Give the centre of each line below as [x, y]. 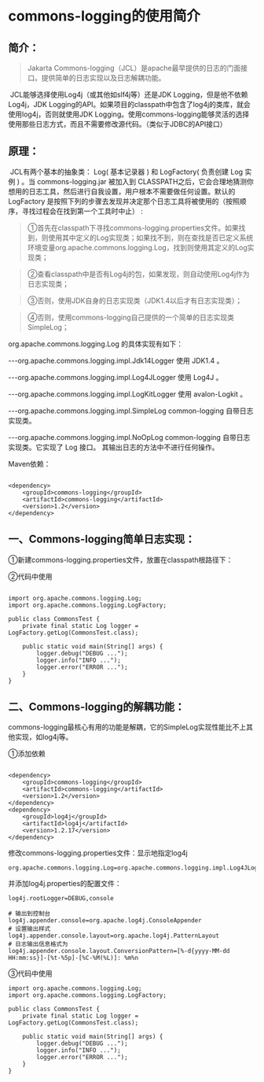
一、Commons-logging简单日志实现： [102, 539]
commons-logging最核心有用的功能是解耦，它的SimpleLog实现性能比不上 [127, 727]
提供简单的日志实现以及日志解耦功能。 [103, 78]
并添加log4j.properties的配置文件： [65, 884]
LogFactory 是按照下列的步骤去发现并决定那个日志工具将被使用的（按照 [124, 201]
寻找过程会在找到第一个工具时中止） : [82, 211]
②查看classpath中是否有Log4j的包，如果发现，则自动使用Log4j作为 [138, 274]
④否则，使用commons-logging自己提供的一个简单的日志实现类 [130, 317]
